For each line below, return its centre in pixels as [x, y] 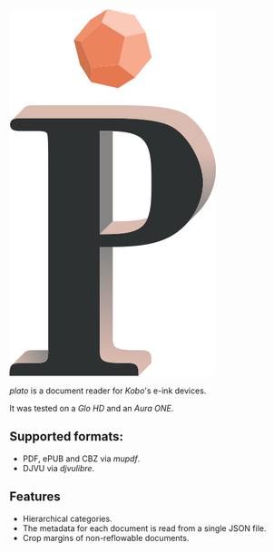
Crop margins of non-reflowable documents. [106, 537]
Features [35, 497]
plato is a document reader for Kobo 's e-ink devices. [108, 391]
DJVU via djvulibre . [59, 468]
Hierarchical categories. [67, 518]
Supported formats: [67, 436]
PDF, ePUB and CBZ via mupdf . [81, 459]
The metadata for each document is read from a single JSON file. [144, 528]
